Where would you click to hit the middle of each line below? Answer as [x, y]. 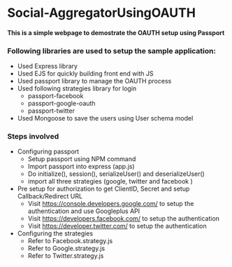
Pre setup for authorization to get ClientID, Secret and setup [103, 189]
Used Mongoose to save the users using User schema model [105, 118]
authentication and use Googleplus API [84, 211]
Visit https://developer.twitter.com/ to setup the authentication [117, 226]
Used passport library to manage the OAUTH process [94, 81]
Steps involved [33, 136]
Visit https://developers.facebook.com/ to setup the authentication [124, 219]
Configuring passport [48, 151]
